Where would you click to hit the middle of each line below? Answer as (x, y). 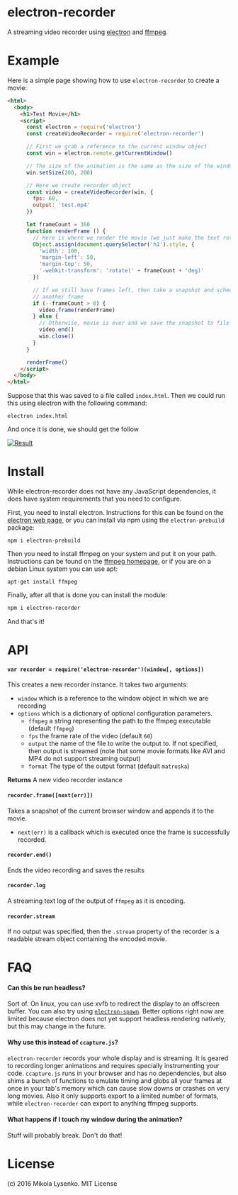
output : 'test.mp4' (62, 205)
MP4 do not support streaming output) (84, 759)
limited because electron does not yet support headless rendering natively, (117, 1018)
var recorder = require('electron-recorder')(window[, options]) (106, 669)
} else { (46, 316)
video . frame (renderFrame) (77, 310)
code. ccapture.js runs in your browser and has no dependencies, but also (117, 1073)
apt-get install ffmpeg (42, 582)
